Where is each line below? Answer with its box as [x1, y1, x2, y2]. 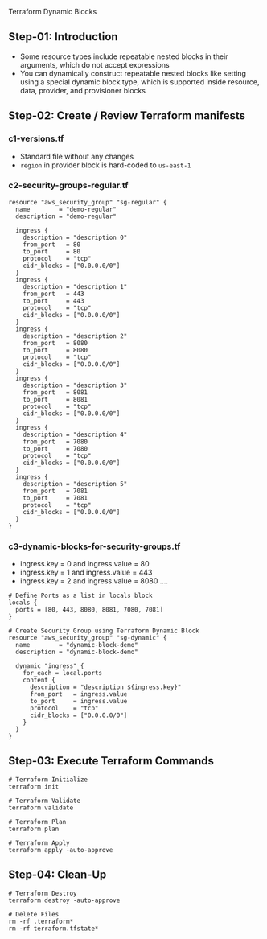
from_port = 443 [23, 290, 84, 298]
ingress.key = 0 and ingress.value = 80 [19, 559, 150, 569]
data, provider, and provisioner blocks [19, 85, 146, 95]
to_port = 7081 [23, 494, 88, 502]
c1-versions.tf [8, 133, 64, 144]
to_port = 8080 [23, 346, 88, 354]
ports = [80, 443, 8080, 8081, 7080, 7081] [15, 606, 163, 614]
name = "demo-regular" [15, 205, 117, 213]
